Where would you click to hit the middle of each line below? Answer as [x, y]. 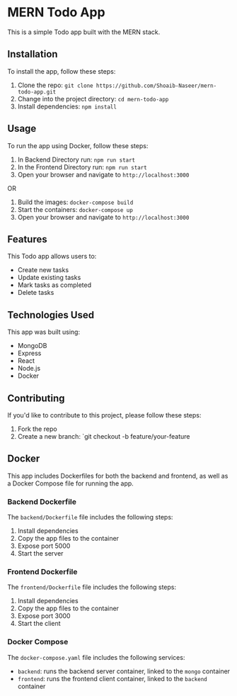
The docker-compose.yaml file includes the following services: [96, 657]
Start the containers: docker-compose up [75, 209]
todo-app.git [37, 92]
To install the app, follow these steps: [62, 71]
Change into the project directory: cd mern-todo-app [93, 99]
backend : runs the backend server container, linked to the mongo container [124, 671]
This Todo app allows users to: [52, 257]
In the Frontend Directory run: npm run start [82, 167]
